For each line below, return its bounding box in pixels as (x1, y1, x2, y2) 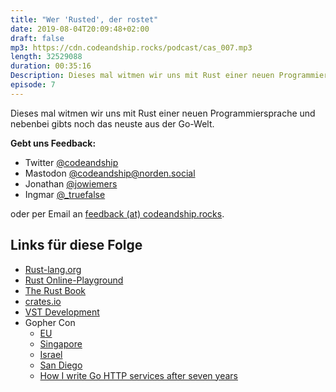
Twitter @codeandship (24, 156, 119, 168)
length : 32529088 (10, 52, 83, 62)
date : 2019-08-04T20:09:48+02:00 (10, 24, 150, 34)
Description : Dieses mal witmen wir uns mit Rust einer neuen (10, 71, 275, 81)
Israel (39, 348, 63, 360)
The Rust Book (24, 284, 87, 296)
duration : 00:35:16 (10, 61, 92, 71)
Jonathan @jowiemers (24, 177, 118, 190)
